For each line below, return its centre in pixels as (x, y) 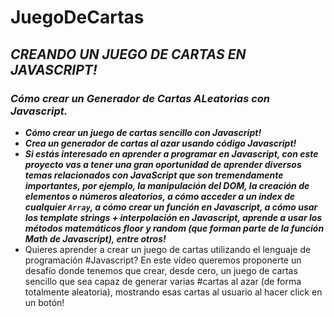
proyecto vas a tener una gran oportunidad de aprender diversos (163, 164)
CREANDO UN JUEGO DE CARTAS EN (128, 54)
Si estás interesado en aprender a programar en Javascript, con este (171, 153)
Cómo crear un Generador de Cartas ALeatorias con (140, 98)
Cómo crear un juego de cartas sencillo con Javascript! (143, 132)
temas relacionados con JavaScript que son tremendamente (154, 175)
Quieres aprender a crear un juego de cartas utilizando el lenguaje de (168, 249)
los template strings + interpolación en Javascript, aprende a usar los (173, 217)
